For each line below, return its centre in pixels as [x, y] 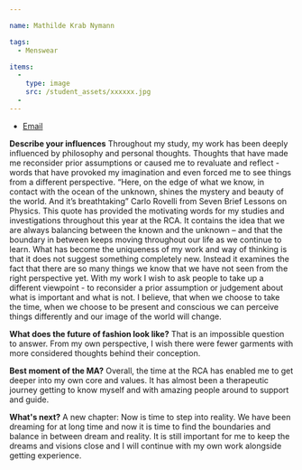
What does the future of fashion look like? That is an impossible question [147, 334]
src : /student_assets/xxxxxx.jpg [88, 92]
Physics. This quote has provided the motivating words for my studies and [147, 211]
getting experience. [46, 455]
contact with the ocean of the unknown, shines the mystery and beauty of [146, 192]
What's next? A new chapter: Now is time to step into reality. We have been [150, 417]
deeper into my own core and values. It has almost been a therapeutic [139, 380]
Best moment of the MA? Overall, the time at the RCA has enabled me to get [151, 371]
